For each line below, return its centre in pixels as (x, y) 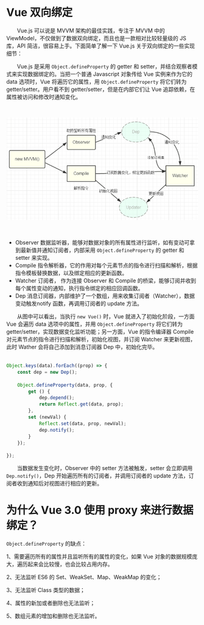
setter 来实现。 (34, 258)
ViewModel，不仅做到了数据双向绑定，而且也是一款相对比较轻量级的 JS (97, 38)
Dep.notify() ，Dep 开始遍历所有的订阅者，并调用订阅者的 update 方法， (97, 476)
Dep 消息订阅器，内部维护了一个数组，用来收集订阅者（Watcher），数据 (105, 296)
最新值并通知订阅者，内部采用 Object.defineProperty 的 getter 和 (102, 250)
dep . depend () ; (57, 398)
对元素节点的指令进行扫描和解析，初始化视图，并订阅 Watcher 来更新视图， (101, 340)
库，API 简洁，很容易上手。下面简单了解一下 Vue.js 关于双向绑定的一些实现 (101, 46)
